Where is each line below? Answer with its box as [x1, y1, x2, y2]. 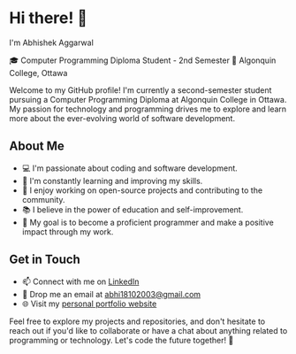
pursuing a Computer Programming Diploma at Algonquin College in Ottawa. [9, 94, 287, 104]
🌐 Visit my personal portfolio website [21, 298, 157, 309]
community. [21, 194, 65, 204]
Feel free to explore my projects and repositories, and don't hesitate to [9, 316, 266, 327]
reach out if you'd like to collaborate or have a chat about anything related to [9, 325, 288, 335]
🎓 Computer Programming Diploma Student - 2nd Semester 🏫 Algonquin [9, 55, 277, 65]
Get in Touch [9, 252, 81, 267]
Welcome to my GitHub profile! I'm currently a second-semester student [9, 84, 272, 96]
